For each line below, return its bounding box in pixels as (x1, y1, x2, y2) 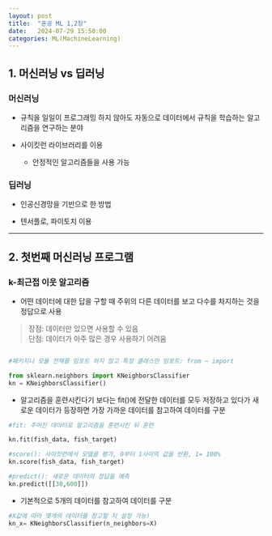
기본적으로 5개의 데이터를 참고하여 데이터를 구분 (19, 496, 172, 505)
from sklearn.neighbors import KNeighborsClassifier (8, 372, 190, 380)
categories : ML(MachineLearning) (8, 34, 121, 43)
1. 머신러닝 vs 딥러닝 (8, 66, 105, 80)
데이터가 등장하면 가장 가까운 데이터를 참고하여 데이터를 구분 (35, 405, 226, 415)
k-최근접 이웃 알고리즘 (8, 276, 90, 287)
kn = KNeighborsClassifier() (8, 379, 107, 387)
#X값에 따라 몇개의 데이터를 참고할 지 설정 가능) (8, 512, 151, 520)
